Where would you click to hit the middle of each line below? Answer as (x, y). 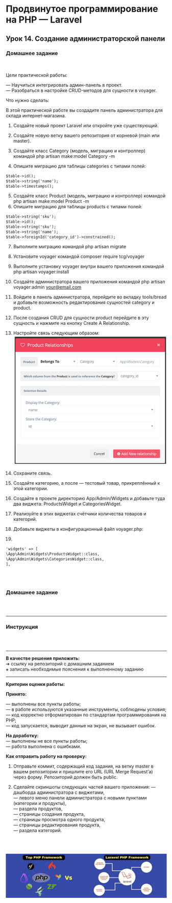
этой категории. (31, 488)
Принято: (16, 694)
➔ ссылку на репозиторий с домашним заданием (60, 663)
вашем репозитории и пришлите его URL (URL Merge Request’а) (83, 771)
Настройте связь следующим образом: (56, 333)
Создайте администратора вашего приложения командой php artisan (89, 281)
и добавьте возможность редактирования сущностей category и (84, 302)
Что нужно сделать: (28, 100)
